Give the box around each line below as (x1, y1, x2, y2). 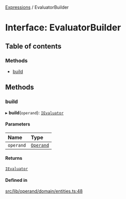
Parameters (5, 121, 30, 127)
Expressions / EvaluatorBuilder (5, 5, 69, 10)
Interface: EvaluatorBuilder (5, 22, 121, 33)
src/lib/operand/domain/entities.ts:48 (5, 188, 83, 194)
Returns (5, 155, 23, 161)
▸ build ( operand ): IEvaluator (5, 109, 64, 115)
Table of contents (5, 42, 61, 50)
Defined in (5, 177, 28, 183)
